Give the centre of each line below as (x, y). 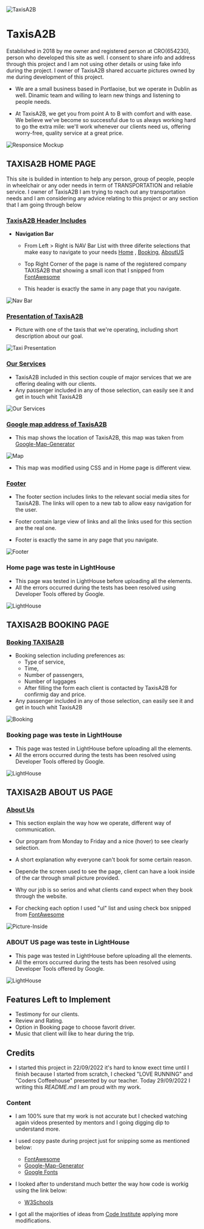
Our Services (26, 364)
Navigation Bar (34, 234)
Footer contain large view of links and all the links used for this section (103, 521)
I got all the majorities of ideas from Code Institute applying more (97, 1214)
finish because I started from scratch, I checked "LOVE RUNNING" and (104, 1074)
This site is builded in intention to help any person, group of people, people (100, 179)
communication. (35, 830)
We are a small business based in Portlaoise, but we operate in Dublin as (106, 89)
